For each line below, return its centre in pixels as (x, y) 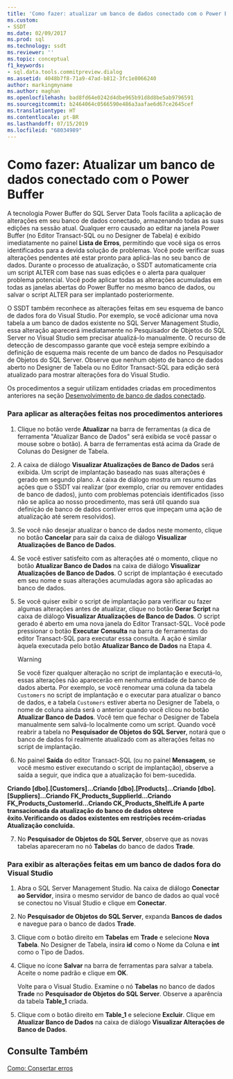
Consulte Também (48, 1052)
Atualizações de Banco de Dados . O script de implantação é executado (120, 573)
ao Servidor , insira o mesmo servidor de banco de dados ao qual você (118, 895)
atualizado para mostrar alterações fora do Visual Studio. (88, 375)
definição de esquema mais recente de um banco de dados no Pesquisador (115, 353)
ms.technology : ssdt (37, 46)
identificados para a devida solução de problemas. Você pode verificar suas (116, 251)
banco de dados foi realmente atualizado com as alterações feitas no (116, 739)
